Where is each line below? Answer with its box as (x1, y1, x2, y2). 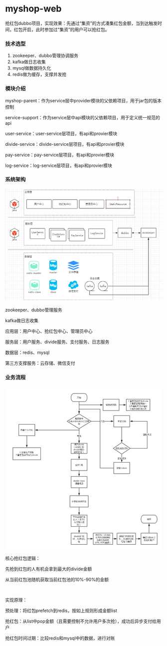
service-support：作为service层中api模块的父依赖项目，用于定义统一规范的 (5, 114, 161, 120)
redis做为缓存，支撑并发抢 (12, 71, 67, 78)
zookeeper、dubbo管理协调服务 (12, 53, 79, 59)
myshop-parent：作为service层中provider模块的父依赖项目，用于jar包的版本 (5, 97, 162, 103)
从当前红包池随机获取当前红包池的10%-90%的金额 (5, 576, 109, 582)
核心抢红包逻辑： (5, 555, 40, 561)
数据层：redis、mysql (5, 349, 50, 355)
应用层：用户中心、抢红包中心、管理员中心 (5, 328, 93, 334)
